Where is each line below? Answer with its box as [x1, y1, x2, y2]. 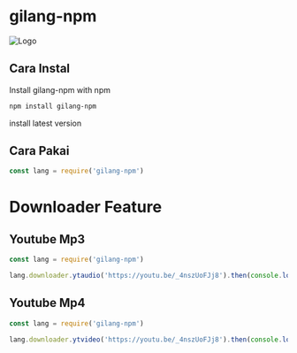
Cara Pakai [9, 143, 70, 158]
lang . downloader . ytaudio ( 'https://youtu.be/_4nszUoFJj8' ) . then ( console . [9, 272, 283, 280]
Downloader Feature [9, 196, 162, 217]
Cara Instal [9, 61, 71, 76]
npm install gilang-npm [9, 102, 97, 111]
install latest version [9, 118, 82, 128]
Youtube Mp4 [9, 295, 86, 311]
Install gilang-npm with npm [9, 84, 110, 95]
